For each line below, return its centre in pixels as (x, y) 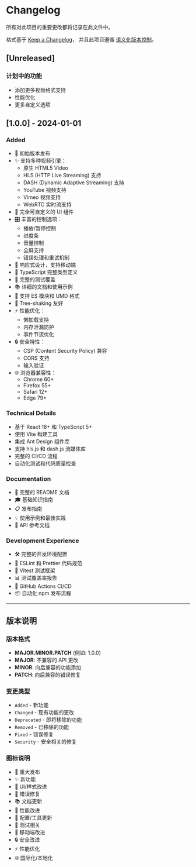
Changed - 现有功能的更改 (44, 713)
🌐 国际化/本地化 (34, 858)
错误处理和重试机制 (46, 257)
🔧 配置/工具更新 (33, 818)
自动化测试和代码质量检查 (45, 463)
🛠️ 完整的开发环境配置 (41, 554)
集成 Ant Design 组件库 (42, 441)
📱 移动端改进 (30, 832)
